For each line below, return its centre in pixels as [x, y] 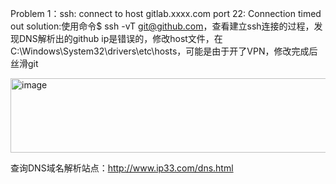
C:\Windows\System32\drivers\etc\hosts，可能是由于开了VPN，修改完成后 [164, 51]
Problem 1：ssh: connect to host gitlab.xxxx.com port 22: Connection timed [166, 13]
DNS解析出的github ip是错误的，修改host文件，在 [120, 38]
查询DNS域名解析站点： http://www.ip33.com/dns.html [122, 168]
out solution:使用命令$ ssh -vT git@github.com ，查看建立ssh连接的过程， [162, 26]
